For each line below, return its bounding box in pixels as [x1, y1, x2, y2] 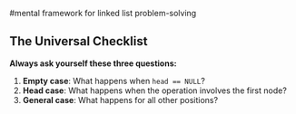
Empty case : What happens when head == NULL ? [22, 75, 206, 86]
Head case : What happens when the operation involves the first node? [22, 85, 288, 96]
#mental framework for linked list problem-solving [9, 8, 197, 18]
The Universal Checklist [9, 33, 148, 49]
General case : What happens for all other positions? [22, 94, 219, 105]
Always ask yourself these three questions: [9, 58, 177, 69]
